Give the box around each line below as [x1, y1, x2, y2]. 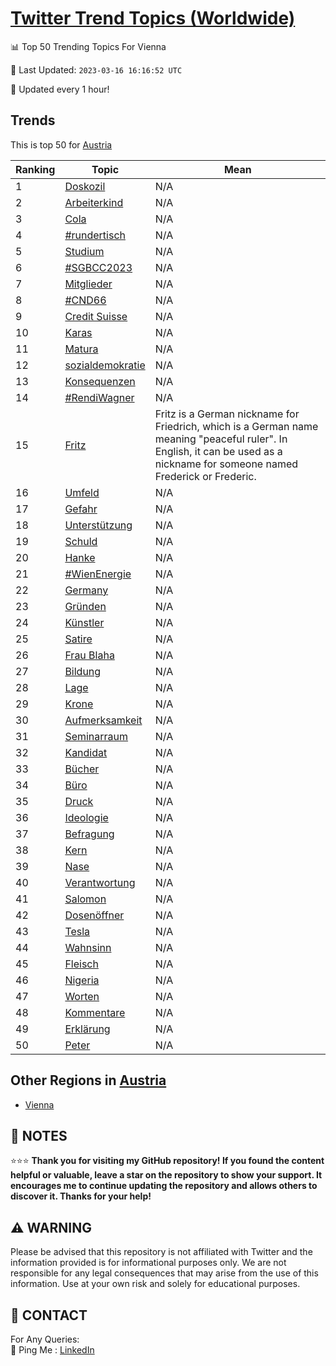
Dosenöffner [64, 908, 125, 922]
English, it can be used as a [154, 444, 283, 458]
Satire [64, 632, 93, 646]
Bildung [64, 664, 102, 678]
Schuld [64, 534, 98, 548]
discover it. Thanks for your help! [10, 1190, 152, 1202]
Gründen [64, 599, 107, 613]
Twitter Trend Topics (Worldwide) [10, 7, 296, 30]
